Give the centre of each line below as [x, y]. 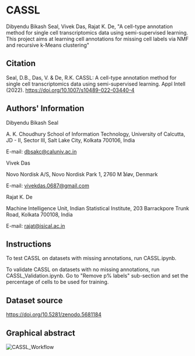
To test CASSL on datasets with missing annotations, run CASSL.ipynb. [91, 258]
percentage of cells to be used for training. [58, 282]
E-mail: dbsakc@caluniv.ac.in [41, 151]
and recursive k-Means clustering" [48, 45]
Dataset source [34, 300]
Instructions [29, 244]
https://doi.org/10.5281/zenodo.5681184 [54, 314]
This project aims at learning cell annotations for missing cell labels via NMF [97, 39]
